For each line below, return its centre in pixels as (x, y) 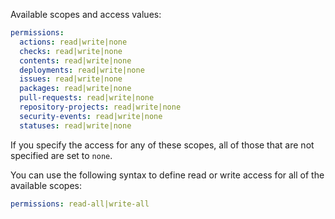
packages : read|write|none (75, 89)
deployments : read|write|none (82, 70)
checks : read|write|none (71, 51)
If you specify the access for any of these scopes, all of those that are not (162, 145)
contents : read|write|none (75, 60)
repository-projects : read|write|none (100, 107)
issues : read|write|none (71, 79)
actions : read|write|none (73, 42)
